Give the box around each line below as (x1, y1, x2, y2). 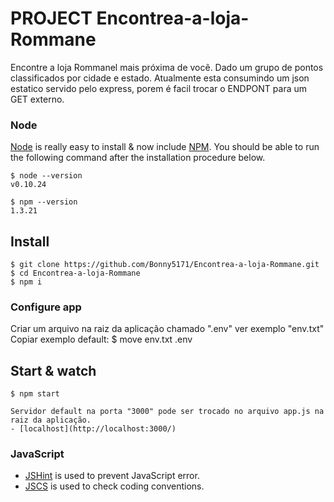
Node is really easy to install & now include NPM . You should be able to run (10, 141, 320, 153)
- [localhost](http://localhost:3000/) (10, 424, 177, 434)
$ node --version (10, 171, 83, 181)
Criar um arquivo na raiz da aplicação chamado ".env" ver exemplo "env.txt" (10, 323, 325, 335)
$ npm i (10, 277, 43, 287)
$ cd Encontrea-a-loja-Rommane (10, 268, 141, 279)
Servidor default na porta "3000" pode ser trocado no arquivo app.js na (10, 407, 325, 417)
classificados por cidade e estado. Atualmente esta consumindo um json (10, 72, 310, 84)
